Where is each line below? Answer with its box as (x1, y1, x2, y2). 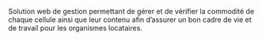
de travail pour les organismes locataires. (8, 24, 142, 32)
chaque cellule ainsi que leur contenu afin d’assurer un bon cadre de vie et (8, 15, 252, 24)
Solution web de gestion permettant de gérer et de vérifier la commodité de (8, 7, 255, 16)
